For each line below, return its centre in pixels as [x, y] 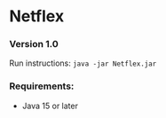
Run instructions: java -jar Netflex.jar [83, 63]
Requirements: [42, 86]
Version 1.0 [34, 44]
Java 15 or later [50, 106]
